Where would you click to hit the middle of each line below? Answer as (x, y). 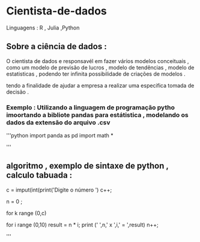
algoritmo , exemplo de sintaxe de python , (87, 166)
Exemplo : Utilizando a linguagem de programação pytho (91, 107)
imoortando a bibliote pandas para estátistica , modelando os (97, 115)
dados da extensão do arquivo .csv (58, 123)
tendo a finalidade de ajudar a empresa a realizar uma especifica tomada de (100, 85)
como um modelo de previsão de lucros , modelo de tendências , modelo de (100, 67)
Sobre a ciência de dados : (56, 47)
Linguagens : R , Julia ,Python (43, 28)
